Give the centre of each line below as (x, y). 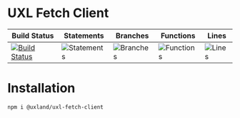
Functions (178, 36)
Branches (132, 36)
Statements (84, 36)
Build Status (33, 36)
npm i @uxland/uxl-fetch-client (55, 107)
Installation (41, 88)
